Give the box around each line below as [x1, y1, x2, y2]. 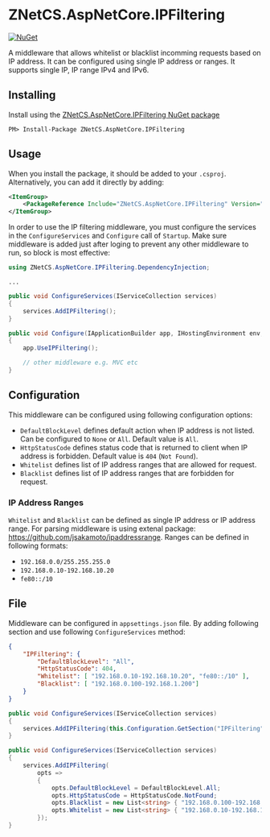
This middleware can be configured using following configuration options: [8, 409, 253, 420]
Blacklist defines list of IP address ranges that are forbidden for [19, 468, 235, 478]
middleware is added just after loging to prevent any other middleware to [8, 239, 249, 249]
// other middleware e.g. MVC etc [22, 358, 138, 367]
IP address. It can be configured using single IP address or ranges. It [8, 56, 235, 66]
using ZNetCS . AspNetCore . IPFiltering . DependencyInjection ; [8, 263, 211, 271]
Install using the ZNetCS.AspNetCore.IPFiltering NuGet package [8, 110, 220, 119]
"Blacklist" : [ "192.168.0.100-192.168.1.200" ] [37, 680, 199, 688]
